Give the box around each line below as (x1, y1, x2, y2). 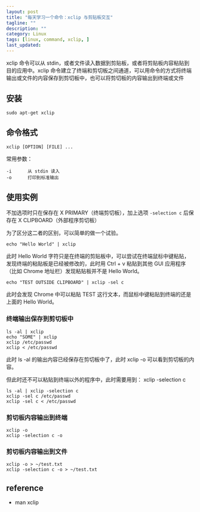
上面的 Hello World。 (6, 298, 58, 305)
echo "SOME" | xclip (6, 334, 58, 340)
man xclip (14, 499, 39, 506)
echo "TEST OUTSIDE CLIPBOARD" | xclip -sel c (6, 280, 124, 286)
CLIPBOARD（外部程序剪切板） (23, 217, 100, 224)
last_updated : (6, 43, 42, 49)
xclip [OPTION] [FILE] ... (6, 144, 73, 150)
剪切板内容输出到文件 (6, 447, 67, 456)
